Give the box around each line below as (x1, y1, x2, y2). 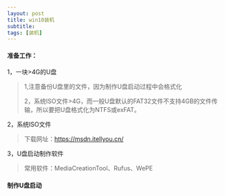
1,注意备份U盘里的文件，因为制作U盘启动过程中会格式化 (23, 83, 182, 91)
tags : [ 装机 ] (7, 29, 43, 36)
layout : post (7, 10, 45, 17)
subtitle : (7, 23, 36, 30)
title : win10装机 (7, 17, 55, 23)
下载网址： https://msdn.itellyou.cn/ (23, 135, 124, 143)
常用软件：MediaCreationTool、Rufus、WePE (23, 164, 153, 173)
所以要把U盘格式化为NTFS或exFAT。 (36, 106, 141, 114)
